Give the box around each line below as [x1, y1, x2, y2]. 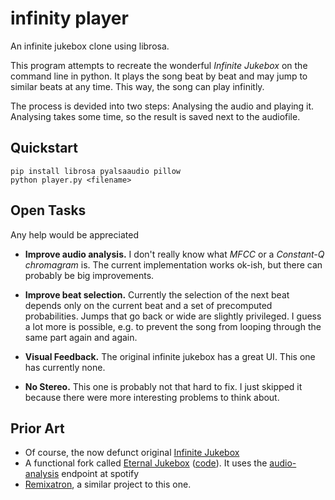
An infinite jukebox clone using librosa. [10, 40, 170, 52]
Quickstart [10, 140, 79, 157]
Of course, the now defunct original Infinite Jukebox [24, 447, 240, 459]
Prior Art [10, 420, 65, 437]
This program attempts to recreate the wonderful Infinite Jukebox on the [10, 59, 308, 71]
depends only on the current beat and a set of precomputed [24, 299, 273, 311]
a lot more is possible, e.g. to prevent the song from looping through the [24, 320, 322, 332]
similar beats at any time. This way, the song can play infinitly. [10, 80, 265, 92]
